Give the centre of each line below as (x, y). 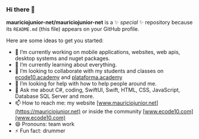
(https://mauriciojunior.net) (48, 112)
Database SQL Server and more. (55, 96)
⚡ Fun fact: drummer (40, 131)
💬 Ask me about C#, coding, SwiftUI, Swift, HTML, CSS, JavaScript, (97, 90)
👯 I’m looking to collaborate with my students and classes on (89, 71)
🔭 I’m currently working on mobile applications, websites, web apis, (97, 52)
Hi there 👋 (21, 10)
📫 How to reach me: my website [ (57, 103)
